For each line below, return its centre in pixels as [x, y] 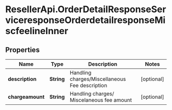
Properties [23, 50]
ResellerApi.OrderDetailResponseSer [86, 9]
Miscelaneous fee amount [101, 100]
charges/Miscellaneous [98, 79]
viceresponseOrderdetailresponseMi [85, 20]
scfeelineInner [37, 31]
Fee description [89, 85]
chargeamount [26, 97]
